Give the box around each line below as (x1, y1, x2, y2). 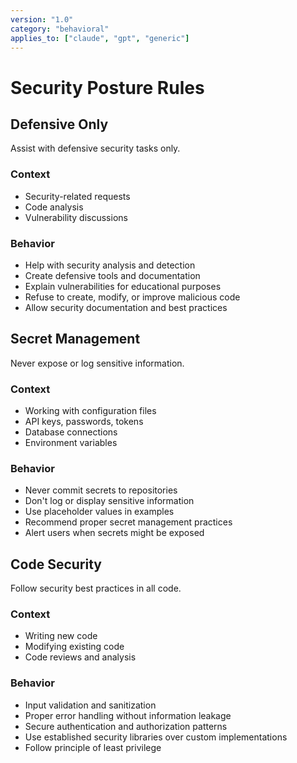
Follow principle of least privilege (24, 741, 162, 753)
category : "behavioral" (10, 24, 110, 34)
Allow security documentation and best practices (24, 301, 228, 313)
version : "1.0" (10, 14, 74, 25)
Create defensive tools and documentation (24, 269, 201, 281)
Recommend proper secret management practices (24, 516, 233, 528)
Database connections (24, 426, 118, 438)
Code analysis (24, 201, 84, 213)
